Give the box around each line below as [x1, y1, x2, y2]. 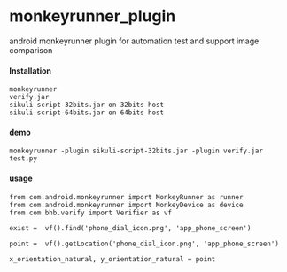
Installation [9, 65, 51, 76]
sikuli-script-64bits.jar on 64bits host [9, 108, 165, 117]
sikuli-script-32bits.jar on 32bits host [9, 100, 165, 110]
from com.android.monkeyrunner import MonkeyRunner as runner [9, 192, 244, 201]
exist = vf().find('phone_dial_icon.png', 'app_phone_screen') [9, 223, 252, 232]
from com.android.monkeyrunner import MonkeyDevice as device [9, 200, 244, 209]
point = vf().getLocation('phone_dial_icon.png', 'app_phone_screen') [9, 239, 279, 248]
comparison [9, 44, 53, 55]
